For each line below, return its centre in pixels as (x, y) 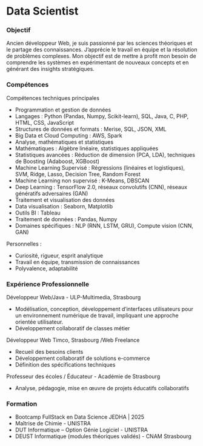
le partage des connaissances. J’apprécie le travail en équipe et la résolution (102, 50)
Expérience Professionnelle (48, 284)
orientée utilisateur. (39, 322)
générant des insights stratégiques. (51, 69)
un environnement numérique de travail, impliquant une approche (97, 316)
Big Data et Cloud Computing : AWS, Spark (68, 135)
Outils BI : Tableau (38, 213)
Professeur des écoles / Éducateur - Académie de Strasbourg (83, 376)
